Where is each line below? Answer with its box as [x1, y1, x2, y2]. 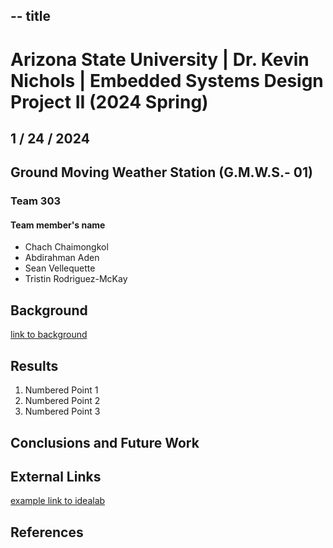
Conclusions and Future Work [10, 434, 200, 451]
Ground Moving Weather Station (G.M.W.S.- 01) [10, 164, 313, 181]
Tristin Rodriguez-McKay [24, 273, 128, 285]
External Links [10, 468, 102, 485]
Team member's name [10, 219, 106, 231]
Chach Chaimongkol [24, 241, 109, 253]
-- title [10, 8, 51, 25]
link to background [10, 329, 88, 341]
